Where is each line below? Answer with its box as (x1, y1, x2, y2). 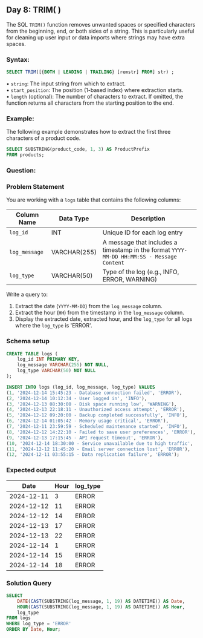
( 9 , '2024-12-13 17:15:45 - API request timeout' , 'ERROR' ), (6, 435, 164, 441)
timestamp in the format (102, 246, 170, 254)
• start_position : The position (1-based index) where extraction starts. (6, 86, 184, 93)
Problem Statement (6, 182, 65, 191)
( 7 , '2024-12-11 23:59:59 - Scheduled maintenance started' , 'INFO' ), (6, 424, 188, 430)
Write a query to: (6, 291, 48, 298)
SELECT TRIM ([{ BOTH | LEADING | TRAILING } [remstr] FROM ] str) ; (6, 69, 174, 75)
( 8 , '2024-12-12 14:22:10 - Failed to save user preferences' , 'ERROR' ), (6, 429, 196, 435)
